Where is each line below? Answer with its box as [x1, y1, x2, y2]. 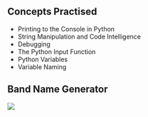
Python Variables [17, 55, 68, 63]
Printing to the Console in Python [17, 24, 115, 33]
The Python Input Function [17, 47, 96, 56]
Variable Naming [17, 62, 67, 71]
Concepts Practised [7, 6, 97, 18]
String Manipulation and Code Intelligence [17, 32, 141, 41]
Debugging [17, 39, 51, 49]
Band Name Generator [7, 83, 108, 96]
